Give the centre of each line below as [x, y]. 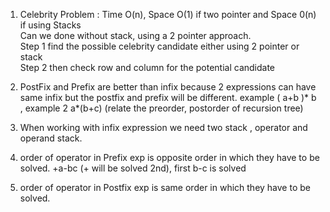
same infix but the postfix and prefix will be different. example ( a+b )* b [168, 97]
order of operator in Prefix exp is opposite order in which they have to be [169, 157]
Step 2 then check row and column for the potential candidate [147, 67]
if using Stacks [50, 25]
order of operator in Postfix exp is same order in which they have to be [165, 187]
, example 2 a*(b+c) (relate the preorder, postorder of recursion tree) [161, 108]
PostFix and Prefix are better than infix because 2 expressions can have [168, 87]
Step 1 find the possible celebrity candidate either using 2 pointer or [159, 46]
